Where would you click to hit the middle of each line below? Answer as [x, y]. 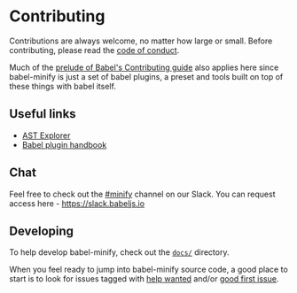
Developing [41, 231]
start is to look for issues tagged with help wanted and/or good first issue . [144, 279]
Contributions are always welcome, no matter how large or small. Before [141, 41]
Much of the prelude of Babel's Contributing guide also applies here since [144, 67]
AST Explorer [46, 135]
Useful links [43, 114]
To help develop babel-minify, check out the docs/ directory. [119, 252]
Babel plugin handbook [64, 144]
